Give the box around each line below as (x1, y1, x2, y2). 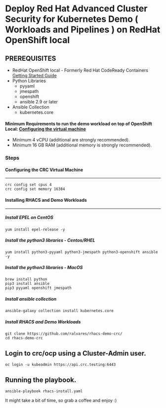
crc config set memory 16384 (5, 186, 65, 192)
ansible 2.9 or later (19, 99, 58, 104)
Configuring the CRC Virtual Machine (5, 167, 83, 173)
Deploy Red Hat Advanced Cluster (5, 3, 148, 14)
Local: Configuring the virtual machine (5, 126, 86, 132)
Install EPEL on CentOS (5, 215, 53, 221)
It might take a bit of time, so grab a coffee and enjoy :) (5, 398, 117, 403)
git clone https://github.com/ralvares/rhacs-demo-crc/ (5, 331, 123, 336)
